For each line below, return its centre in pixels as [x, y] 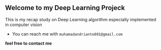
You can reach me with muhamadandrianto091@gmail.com [67, 34]
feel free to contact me [28, 43]
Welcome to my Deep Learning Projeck [65, 8]
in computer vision [24, 25]
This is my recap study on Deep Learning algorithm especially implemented [81, 19]
